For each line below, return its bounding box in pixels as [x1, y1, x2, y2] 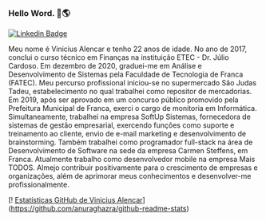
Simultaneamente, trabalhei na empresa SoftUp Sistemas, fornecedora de [8, 112, 252, 122]
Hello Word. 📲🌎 [8, 7, 70, 18]
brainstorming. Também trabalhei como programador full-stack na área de [8, 137, 253, 147]
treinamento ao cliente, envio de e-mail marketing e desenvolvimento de [8, 129, 246, 139]
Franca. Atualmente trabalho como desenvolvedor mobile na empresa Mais [8, 155, 256, 164]
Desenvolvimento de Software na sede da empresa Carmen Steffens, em [8, 146, 248, 156]
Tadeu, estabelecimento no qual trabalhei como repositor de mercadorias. [8, 87, 252, 97]
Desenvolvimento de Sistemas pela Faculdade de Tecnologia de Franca [8, 69, 244, 79]
